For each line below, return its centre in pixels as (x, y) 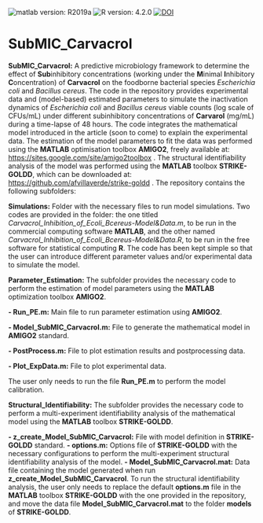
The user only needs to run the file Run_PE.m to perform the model (117, 381)
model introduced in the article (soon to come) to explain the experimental (128, 132)
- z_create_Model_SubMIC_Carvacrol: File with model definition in (117, 436)
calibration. (26, 389)
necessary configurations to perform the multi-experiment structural (119, 453)
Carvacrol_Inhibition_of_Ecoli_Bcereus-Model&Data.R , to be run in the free (129, 239)
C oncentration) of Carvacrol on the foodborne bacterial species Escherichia (132, 82)
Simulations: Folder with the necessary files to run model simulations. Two (129, 206)
